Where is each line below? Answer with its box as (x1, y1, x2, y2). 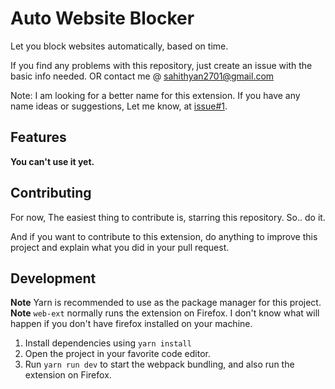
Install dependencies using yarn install (24, 337, 192, 349)
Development (10, 270, 97, 287)
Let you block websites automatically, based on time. (10, 40, 229, 52)
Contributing (10, 185, 92, 202)
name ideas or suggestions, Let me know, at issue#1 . (10, 100, 228, 112)
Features (10, 129, 67, 146)
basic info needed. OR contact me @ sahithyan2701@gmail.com (10, 70, 275, 82)
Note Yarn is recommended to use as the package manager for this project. (10, 297, 322, 309)
